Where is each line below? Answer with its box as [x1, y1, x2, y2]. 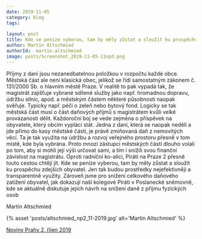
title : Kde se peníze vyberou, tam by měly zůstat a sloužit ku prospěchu [6, 37, 198, 43]
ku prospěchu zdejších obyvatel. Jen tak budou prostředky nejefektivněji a [6, 166, 191, 173]
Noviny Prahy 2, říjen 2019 [6, 226, 72, 233]
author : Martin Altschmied [6, 43, 74, 49]
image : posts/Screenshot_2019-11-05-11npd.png [6, 53, 125, 59]
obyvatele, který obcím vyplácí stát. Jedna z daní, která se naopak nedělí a [6, 121, 191, 128]
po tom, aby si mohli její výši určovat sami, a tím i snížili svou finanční [6, 147, 177, 154]
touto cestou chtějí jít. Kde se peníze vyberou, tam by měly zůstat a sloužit [6, 159, 191, 166]
